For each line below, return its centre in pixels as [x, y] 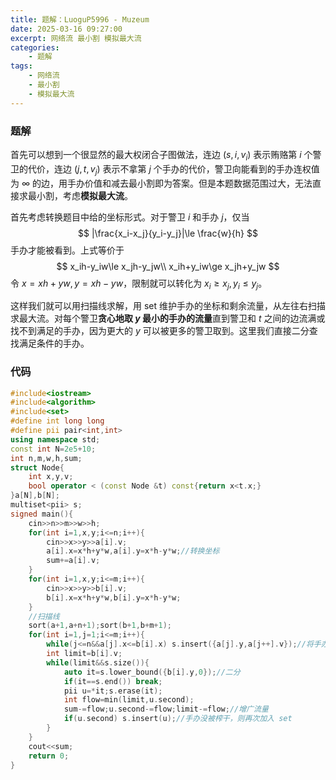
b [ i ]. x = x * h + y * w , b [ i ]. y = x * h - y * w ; [114, 597]
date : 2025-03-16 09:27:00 [66, 29]
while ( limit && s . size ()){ [98, 662]
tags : [21, 66]
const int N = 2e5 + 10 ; [53, 449]
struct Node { [37, 467]
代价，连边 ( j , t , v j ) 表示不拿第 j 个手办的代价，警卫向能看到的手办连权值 [173, 169]
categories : [35, 47]
